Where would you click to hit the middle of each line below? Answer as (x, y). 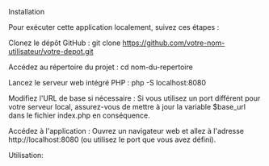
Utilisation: (26, 155)
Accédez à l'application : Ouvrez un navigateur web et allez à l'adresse (126, 131)
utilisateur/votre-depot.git (51, 51)
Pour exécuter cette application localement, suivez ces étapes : (114, 27)
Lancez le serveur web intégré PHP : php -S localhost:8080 (107, 83)
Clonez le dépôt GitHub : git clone (65, 43)
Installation (27, 12)
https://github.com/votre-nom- (174, 43)
